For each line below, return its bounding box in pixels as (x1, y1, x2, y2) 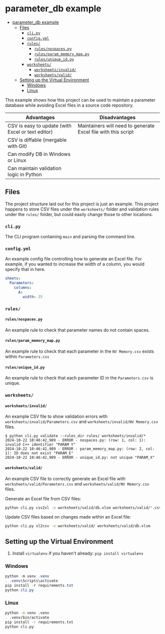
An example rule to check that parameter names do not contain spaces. (5, 327, 150, 333)
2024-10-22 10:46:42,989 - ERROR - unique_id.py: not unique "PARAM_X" (5, 455, 155, 460)
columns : (14, 285, 32, 290)
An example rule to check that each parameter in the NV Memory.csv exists (5, 348, 154, 354)
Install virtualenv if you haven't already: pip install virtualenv (12, 551, 143, 557)
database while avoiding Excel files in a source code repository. (5, 102, 134, 108)
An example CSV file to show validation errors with (5, 413, 108, 419)
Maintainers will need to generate (78, 122, 155, 129)
